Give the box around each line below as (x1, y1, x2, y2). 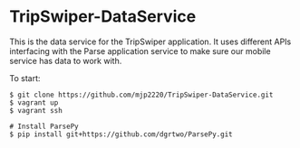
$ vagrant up (9, 97, 59, 107)
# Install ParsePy (9, 122, 79, 131)
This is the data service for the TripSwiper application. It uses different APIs (9, 36, 292, 47)
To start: (9, 72, 41, 83)
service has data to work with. (9, 55, 122, 66)
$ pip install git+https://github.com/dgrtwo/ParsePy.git (9, 129, 233, 139)
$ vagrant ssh (9, 106, 63, 115)
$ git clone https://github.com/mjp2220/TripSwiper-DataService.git (9, 90, 274, 99)
